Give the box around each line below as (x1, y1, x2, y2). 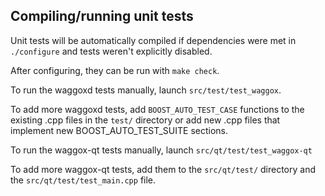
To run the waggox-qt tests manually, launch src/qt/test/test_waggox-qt (10, 144, 313, 156)
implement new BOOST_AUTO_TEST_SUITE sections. (10, 124, 229, 136)
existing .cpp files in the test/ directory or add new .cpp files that (10, 114, 281, 126)
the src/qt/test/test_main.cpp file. (10, 174, 157, 186)
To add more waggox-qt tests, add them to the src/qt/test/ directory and (10, 163, 316, 175)
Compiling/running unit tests (10, 8, 194, 25)
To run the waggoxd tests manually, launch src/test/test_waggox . (10, 84, 282, 96)
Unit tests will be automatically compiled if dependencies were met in (10, 34, 297, 46)
